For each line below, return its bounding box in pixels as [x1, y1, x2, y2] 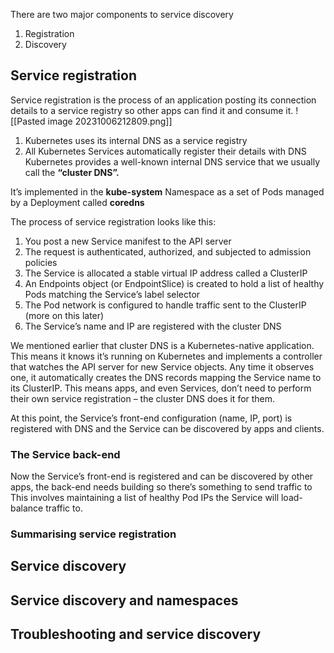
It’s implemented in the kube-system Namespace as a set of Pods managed [10, 185, 325, 198]
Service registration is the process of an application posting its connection [10, 94, 317, 106]
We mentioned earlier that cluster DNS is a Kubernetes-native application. [10, 339, 315, 351]
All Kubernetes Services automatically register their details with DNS [24, 145, 307, 157]
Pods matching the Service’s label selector [24, 288, 201, 300]
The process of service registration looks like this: [10, 215, 217, 228]
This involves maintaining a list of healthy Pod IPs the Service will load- [10, 492, 303, 504]
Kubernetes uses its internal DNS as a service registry [24, 134, 248, 146]
